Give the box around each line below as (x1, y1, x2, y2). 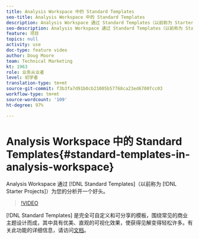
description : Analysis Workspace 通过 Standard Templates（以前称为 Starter (6, 20, 194, 25)
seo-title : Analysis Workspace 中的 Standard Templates (6, 14, 145, 20)
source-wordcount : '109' (6, 96, 68, 102)
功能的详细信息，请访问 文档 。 (16, 227, 89, 234)
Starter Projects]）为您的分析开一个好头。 (6, 188, 108, 195)
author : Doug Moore (6, 53, 54, 59)
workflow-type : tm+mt (6, 91, 60, 97)
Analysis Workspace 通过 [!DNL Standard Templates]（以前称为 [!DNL (6, 180, 177, 188)
